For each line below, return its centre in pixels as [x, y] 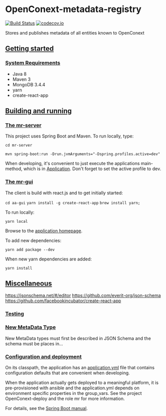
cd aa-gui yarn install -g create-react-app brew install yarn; [73, 203]
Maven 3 [22, 79]
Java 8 [19, 74]
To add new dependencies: [33, 240]
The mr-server [23, 125]
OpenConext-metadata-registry [73, 9]
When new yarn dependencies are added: [48, 259]
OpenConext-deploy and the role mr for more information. [65, 398]
